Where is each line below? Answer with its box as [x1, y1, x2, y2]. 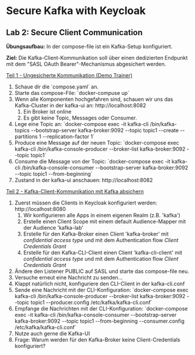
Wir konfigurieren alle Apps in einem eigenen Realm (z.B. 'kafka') [23, 212, 180, 219]
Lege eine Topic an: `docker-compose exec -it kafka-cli [14, 121, 149, 127]
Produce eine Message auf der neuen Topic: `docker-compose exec [14, 139, 180, 146]
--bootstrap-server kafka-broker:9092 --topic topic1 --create [30, 127, 179, 134]
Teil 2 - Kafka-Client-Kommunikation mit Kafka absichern [6, 188, 144, 194]
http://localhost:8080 [14, 206, 66, 212]
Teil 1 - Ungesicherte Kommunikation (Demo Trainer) [6, 72, 133, 78]
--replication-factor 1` [42, 133, 95, 140]
